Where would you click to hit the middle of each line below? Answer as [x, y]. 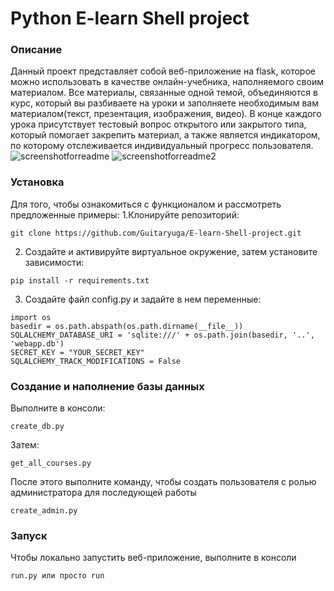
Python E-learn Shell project [130, 18]
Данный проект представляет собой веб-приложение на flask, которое [163, 71]
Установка [37, 182]
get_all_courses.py [51, 463]
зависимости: [54, 262]
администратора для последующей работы [103, 493]
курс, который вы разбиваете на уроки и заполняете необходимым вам [164, 103]
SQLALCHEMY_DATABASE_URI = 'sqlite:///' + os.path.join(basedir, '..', [162, 335]
